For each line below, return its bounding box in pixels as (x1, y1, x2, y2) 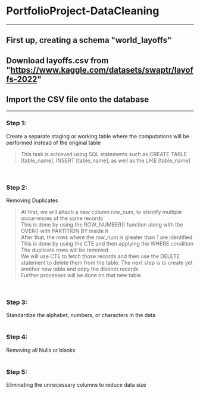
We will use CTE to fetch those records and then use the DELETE (20, 253, 180, 260)
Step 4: (6, 333, 28, 341)
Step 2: (6, 183, 28, 191)
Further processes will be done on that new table (20, 272, 141, 279)
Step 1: (6, 119, 26, 128)
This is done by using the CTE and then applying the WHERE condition (20, 240, 194, 247)
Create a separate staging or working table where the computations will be (6, 132, 189, 139)
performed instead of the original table (6, 139, 101, 146)
